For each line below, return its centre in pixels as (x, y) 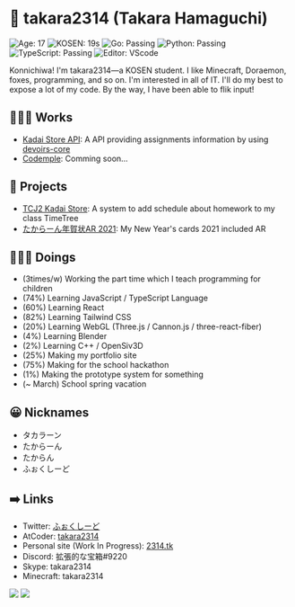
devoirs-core (46, 148)
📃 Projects (39, 187)
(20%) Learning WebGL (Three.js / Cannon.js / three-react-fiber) (142, 326)
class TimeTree (50, 218)
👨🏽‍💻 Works (41, 117)
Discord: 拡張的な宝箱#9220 (75, 556)
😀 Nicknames (49, 412)
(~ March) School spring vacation (84, 384)
